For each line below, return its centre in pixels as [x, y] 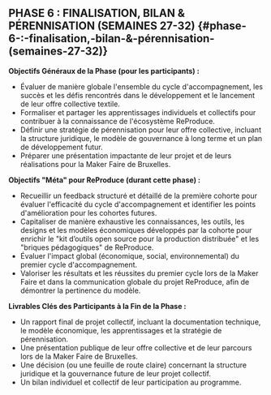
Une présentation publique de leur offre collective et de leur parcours [136, 347]
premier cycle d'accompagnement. [79, 264]
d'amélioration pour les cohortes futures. [88, 213]
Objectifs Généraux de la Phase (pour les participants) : [104, 71]
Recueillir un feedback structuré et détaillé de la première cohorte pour [139, 195]
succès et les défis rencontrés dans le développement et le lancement [138, 95]
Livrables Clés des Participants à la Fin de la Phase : [97, 306]
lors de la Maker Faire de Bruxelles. [79, 356]
